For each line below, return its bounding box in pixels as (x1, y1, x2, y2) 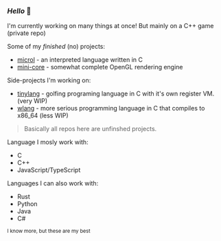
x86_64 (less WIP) (16, 111, 69, 119)
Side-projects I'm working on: (7, 76, 91, 84)
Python (16, 200, 38, 208)
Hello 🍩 (7, 6, 32, 16)
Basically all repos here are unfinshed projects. (23, 125, 157, 133)
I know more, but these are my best (7, 228, 91, 235)
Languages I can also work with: (7, 179, 99, 187)
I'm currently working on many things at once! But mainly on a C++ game (7, 22, 214, 30)
